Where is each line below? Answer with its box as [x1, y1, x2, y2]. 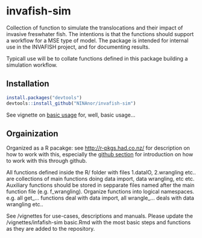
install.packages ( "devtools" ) [6, 94, 83, 100]
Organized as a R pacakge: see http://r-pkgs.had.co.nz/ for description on [6, 144, 190, 151]
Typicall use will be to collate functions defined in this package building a [6, 55, 188, 62]
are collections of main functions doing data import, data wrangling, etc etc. [6, 175, 195, 183]
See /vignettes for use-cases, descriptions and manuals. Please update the [6, 212, 193, 220]
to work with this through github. [6, 157, 87, 165]
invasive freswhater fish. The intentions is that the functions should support [6, 30, 194, 37]
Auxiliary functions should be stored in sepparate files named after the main [6, 182, 195, 189]
